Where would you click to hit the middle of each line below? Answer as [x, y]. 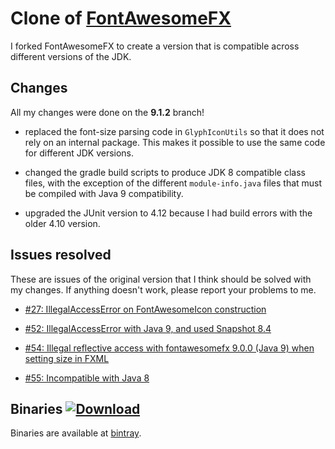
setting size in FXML [67, 358]
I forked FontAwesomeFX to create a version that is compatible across [155, 46]
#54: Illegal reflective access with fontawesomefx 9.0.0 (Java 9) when [169, 348]
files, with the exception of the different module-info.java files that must [173, 183]
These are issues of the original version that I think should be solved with [161, 279]
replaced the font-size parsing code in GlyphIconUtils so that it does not [174, 131]
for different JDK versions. [79, 153]
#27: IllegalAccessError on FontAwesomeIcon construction [145, 309]
